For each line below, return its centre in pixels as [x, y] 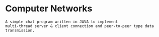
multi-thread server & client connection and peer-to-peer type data [80, 26]
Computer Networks [49, 9]
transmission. [20, 30]
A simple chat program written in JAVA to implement [62, 22]
